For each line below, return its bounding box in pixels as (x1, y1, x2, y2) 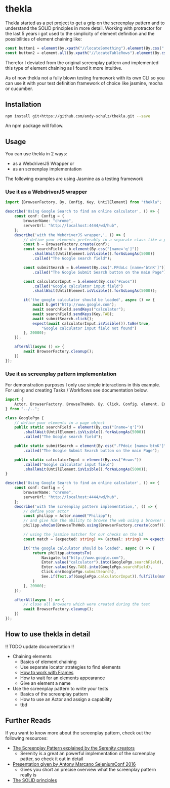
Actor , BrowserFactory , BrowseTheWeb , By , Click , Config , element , (14, 402, 159, 407)
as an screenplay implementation (12, 166, 82, 172)
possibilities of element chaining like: (5, 36, 82, 42)
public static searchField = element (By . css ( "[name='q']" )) (14, 425, 144, 430)
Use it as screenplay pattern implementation (5, 370, 117, 377)
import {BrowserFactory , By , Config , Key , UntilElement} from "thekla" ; (5, 200, 162, 205)
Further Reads (5, 716, 51, 725)
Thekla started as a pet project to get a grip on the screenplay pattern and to (5, 20, 165, 26)
